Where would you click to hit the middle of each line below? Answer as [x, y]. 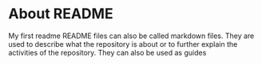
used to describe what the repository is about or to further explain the [123, 44]
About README [61, 14]
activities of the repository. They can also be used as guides [107, 52]
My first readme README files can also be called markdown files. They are [131, 36]
